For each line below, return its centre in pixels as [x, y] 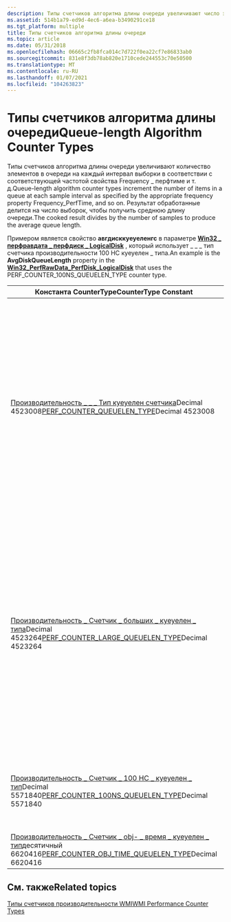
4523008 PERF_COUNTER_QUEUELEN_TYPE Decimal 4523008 [113, 411]
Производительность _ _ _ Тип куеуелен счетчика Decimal [107, 402]
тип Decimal [30, 787]
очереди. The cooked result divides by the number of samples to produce [111, 218]
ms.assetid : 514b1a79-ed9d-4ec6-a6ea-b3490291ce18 [81, 20]
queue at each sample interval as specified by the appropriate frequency [110, 196]
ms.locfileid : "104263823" [46, 84]
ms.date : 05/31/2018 [37, 45]
